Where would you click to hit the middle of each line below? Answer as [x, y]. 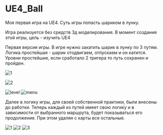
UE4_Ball [24, 9]
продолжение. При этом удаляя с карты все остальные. [65, 117]
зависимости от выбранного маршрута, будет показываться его [74, 112]
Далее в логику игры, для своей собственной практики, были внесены [81, 102]
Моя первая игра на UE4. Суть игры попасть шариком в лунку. [72, 22]
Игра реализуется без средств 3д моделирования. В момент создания [81, 32]
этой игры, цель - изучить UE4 [38, 37]
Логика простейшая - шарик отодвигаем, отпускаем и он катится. [76, 52]
